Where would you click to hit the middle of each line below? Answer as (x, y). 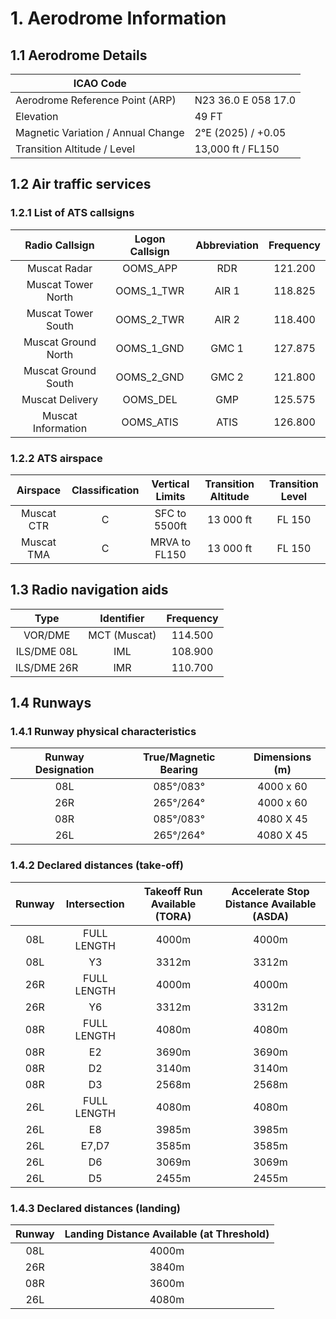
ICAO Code (100, 83)
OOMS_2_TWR (150, 319)
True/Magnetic (179, 757)
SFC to (170, 513)
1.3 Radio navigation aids (89, 590)
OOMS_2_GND (150, 377)
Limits (170, 496)
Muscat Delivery (60, 399)
